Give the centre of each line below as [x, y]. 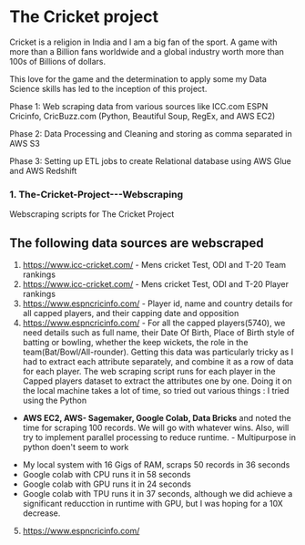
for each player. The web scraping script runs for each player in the [149, 372]
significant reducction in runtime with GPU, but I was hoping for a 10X [153, 504]
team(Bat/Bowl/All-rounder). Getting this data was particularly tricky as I [158, 352]
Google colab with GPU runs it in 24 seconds [107, 484]
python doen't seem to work [76, 447]
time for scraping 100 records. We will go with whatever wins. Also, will [156, 428]
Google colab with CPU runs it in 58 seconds [107, 475]
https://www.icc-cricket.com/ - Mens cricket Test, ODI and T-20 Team [154, 265]
